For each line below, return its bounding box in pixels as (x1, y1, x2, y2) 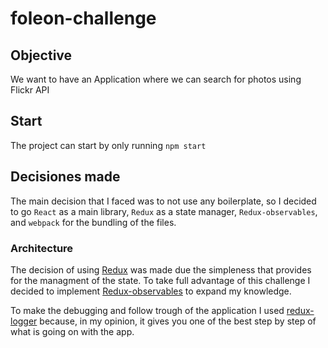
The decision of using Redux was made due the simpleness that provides (10, 263, 312, 276)
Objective (10, 47, 73, 64)
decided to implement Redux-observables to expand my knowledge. (10, 285, 292, 297)
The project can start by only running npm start (10, 139, 207, 151)
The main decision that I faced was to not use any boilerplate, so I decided (10, 195, 317, 207)
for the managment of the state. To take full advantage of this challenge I (10, 274, 311, 286)
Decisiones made (10, 168, 121, 186)
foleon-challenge (10, 7, 157, 30)
